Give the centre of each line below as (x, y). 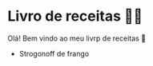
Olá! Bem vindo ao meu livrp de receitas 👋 (76, 38)
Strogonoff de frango (54, 53)
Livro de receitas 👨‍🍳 (75, 16)
